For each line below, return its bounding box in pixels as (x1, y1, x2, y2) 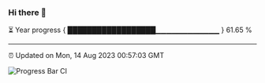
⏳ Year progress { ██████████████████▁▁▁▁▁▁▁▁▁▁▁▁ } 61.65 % (8, 25, 252, 34)
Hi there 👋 (8, 7, 47, 18)
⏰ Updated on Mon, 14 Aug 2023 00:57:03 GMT (8, 51, 164, 60)
